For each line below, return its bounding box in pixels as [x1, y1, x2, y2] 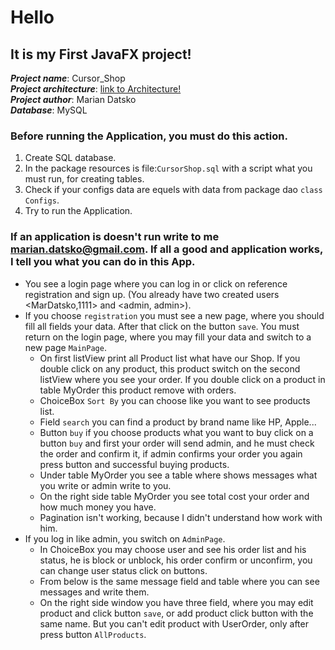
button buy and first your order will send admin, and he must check [39, 437, 315, 449]
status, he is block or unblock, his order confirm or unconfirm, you [39, 554, 313, 566]
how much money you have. [39, 501, 157, 513]
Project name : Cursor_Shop [10, 72, 126, 84]
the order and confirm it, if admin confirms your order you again [39, 447, 303, 460]
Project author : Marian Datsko [10, 94, 137, 105]
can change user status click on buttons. [39, 564, 208, 576]
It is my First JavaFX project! [10, 46, 192, 63]
